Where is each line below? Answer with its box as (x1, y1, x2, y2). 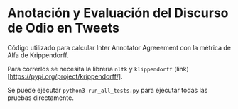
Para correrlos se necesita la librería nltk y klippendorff (7, 64, 173, 73)
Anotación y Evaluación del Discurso (7, 5, 229, 21)
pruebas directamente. (7, 93, 75, 102)
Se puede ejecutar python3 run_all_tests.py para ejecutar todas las (7, 86, 208, 94)
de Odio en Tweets (7, 20, 119, 36)
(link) (173, 64, 190, 73)
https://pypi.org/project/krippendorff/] (9, 72, 121, 81)
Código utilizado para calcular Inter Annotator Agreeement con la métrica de (7, 43, 232, 52)
